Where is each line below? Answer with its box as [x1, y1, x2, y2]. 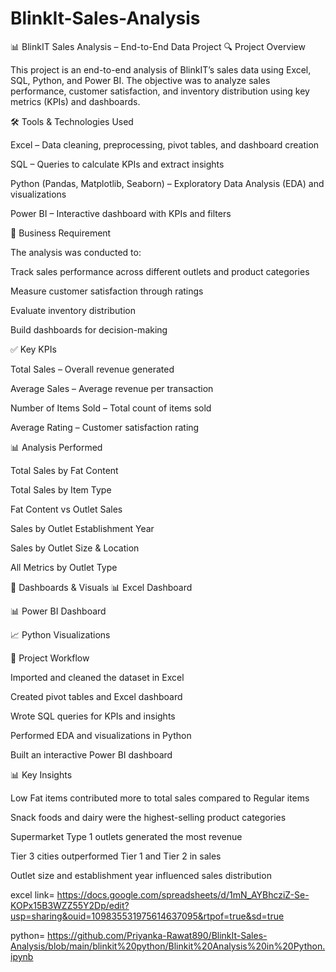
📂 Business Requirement [10, 227, 112, 239]
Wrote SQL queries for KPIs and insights [10, 710, 176, 722]
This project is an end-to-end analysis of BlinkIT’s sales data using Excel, [10, 63, 312, 76]
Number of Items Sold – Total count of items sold [10, 402, 212, 414]
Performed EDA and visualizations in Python [10, 729, 192, 741]
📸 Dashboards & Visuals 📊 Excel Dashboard [10, 581, 193, 593]
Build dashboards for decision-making [10, 323, 168, 336]
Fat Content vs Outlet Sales [10, 503, 123, 515]
